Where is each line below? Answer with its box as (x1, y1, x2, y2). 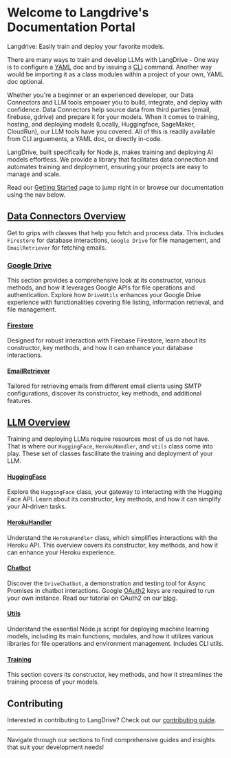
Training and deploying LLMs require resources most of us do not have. (7, 435, 210, 443)
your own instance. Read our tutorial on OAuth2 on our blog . (7, 594, 177, 602)
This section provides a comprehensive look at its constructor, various (7, 277, 206, 285)
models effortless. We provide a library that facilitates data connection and (7, 155, 219, 163)
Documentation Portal (7, 19, 135, 35)
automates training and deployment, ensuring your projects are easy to (7, 162, 208, 171)
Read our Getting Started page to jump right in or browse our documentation (7, 183, 223, 191)
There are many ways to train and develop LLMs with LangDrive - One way (7, 55, 219, 63)
